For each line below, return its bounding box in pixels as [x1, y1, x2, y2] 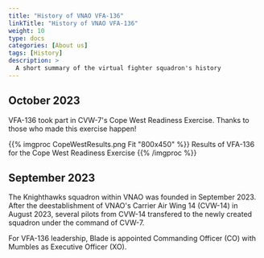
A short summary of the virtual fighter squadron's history [15, 64, 221, 72]
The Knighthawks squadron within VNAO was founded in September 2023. [8, 192, 257, 202]
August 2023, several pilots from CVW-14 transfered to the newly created [8, 210, 252, 219]
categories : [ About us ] [8, 42, 89, 50]
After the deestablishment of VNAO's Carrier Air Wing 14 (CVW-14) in [8, 201, 238, 211]
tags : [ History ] [8, 49, 63, 57]
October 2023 [8, 94, 80, 108]
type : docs [8, 34, 45, 43]
